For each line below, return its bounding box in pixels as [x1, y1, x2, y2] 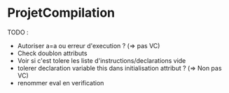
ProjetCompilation [7, 5, 116, 21]
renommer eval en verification [17, 78, 104, 87]
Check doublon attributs [17, 49, 88, 57]
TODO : [7, 28, 29, 36]
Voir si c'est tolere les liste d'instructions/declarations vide [17, 56, 186, 64]
